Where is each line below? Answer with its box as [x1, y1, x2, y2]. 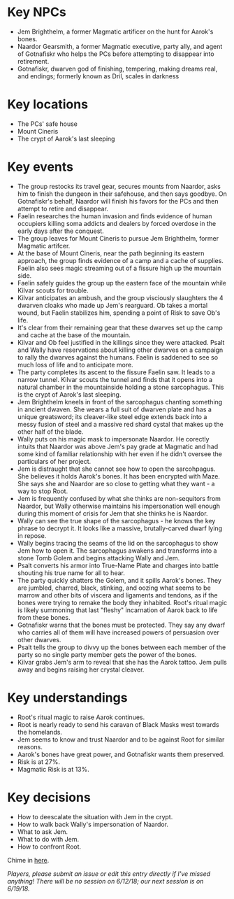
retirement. [17, 57, 50, 65]
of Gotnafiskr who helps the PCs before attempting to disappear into [17, 50, 214, 58]
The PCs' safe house [17, 120, 78, 128]
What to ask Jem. [17, 827, 68, 836]
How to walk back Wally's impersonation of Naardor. [17, 820, 169, 828]
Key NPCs [7, 4, 66, 20]
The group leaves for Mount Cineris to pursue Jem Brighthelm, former [17, 234, 219, 242]
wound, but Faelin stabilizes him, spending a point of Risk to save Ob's [17, 309, 221, 317]
